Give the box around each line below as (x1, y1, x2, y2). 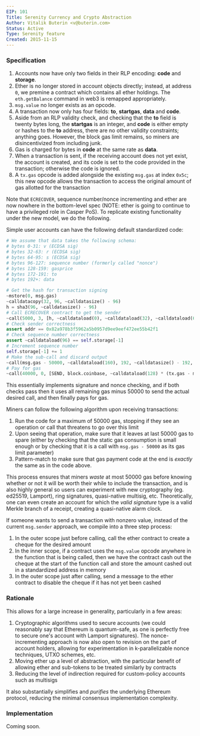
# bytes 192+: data (6, 277, 55, 283)
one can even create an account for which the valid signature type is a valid (6, 499, 192, 506)
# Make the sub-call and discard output (6, 354, 108, 360)
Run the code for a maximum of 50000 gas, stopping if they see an (14, 418, 180, 425)
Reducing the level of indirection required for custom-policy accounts (14, 670, 186, 677)
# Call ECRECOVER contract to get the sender (6, 309, 121, 315)
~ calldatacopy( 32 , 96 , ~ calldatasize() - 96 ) (6, 299, 121, 305)
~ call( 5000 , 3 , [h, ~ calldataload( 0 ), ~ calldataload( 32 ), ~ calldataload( (6, 315, 193, 321)
